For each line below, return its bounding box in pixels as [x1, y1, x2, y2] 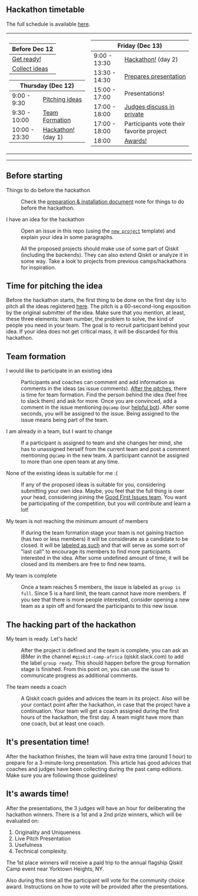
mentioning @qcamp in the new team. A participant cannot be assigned [21, 452, 189, 459]
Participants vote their [124, 120, 186, 128]
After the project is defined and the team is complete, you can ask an [21, 647, 189, 654]
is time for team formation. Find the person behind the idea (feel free [21, 391, 187, 398]
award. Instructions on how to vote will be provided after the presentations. [6, 883, 189, 890]
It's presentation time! [6, 737, 90, 747]
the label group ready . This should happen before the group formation [21, 659, 190, 666]
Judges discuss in [124, 102, 175, 111]
